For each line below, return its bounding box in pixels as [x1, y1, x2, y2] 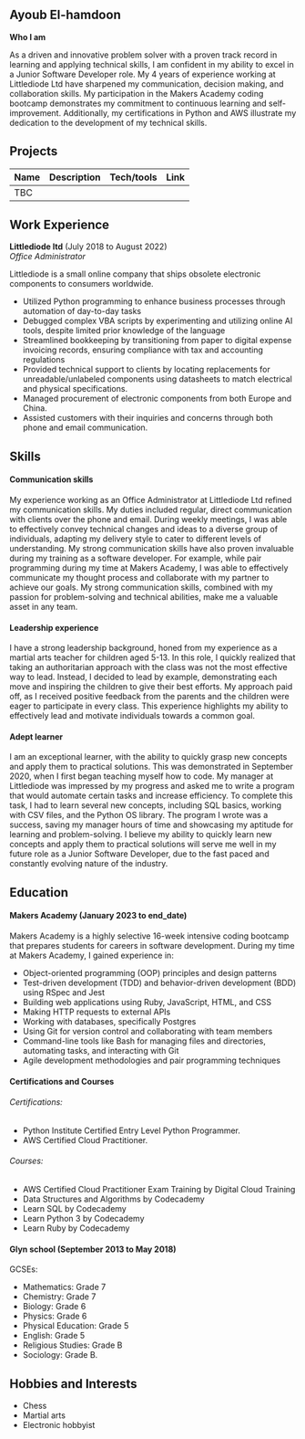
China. [22, 403, 47, 414]
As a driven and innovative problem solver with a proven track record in [9, 49, 278, 60]
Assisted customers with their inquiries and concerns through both [22, 413, 273, 424]
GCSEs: [9, 1264, 38, 1275]
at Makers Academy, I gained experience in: [9, 950, 175, 961]
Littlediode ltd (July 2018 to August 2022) [9, 241, 168, 252]
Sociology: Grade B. [22, 1350, 98, 1360]
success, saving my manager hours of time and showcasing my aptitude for [9, 819, 294, 830]
